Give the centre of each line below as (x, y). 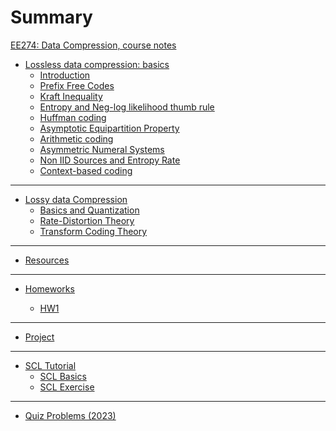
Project (39, 337)
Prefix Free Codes (77, 85)
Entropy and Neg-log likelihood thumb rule (127, 107)
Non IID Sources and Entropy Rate (110, 160)
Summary (51, 17)
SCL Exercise (67, 387)
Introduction (65, 75)
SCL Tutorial (50, 365)
